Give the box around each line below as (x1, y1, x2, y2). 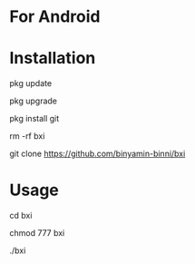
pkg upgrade (9, 95, 57, 106)
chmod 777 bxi (9, 228, 65, 239)
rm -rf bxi (9, 131, 45, 142)
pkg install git (9, 113, 60, 124)
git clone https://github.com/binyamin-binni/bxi (9, 148, 186, 160)
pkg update (9, 78, 53, 89)
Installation (9, 48, 96, 69)
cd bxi (9, 210, 33, 221)
